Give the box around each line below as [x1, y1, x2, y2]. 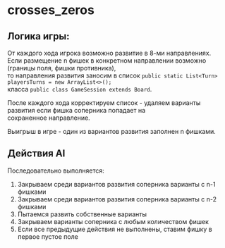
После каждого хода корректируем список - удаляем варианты [7, 99, 201, 107]
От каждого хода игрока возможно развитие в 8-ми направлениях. [7, 49, 212, 57]
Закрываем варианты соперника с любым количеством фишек [17, 217, 209, 225]
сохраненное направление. [7, 113, 90, 122]
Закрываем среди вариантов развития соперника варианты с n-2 [17, 194, 217, 203]
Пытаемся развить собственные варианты [17, 210, 147, 218]
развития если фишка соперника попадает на [7, 106, 146, 114]
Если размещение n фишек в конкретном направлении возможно [7, 56, 207, 65]
